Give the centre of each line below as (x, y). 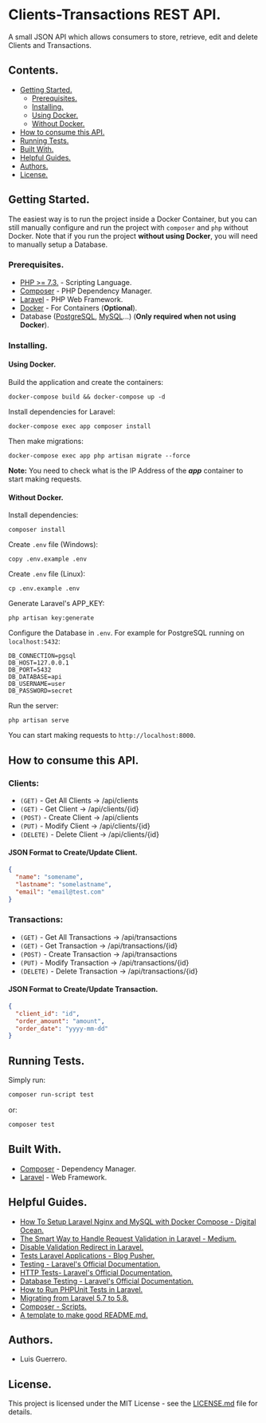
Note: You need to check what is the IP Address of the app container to (126, 470)
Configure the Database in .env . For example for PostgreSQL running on (126, 633)
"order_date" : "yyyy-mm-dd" (62, 1029)
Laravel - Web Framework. (63, 1177)
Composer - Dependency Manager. (78, 1168)
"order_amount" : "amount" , (60, 1021)
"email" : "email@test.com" (60, 892)
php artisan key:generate (51, 618)
